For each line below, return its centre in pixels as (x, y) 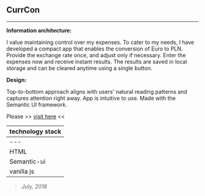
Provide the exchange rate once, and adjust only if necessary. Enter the (96, 55)
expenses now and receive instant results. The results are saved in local (97, 61)
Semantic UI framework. (37, 104)
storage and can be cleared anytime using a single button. (79, 68)
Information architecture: (39, 30)
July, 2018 (34, 186)
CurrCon (23, 10)
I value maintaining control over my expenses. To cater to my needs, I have (100, 42)
